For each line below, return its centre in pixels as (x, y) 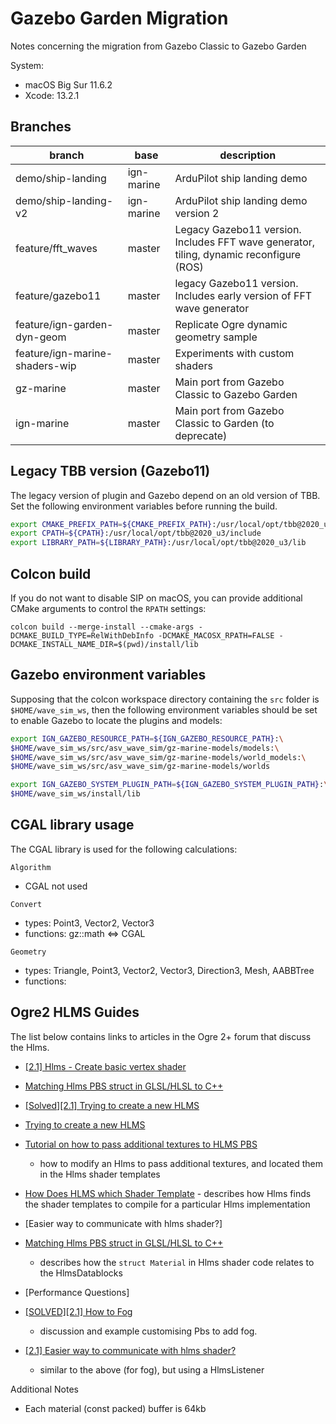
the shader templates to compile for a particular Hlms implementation (167, 1204)
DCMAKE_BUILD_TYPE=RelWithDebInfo (82, 636)
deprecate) (201, 435)
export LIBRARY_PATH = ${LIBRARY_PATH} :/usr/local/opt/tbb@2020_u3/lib (158, 543)
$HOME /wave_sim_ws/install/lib (75, 794)
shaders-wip (46, 365)
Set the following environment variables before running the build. (144, 506)
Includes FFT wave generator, (245, 242)
